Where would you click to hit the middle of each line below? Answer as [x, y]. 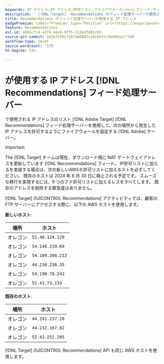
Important [15, 148]
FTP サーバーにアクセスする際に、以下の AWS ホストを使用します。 [73, 204]
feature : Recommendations [31, 28]
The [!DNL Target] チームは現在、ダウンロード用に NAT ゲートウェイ [74, 157]
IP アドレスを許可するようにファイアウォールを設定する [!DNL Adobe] [75, 131]
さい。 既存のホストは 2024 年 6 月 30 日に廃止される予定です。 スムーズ [83, 176]
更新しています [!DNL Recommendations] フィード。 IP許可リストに [82, 164]
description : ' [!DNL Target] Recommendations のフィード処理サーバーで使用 [81, 14]
